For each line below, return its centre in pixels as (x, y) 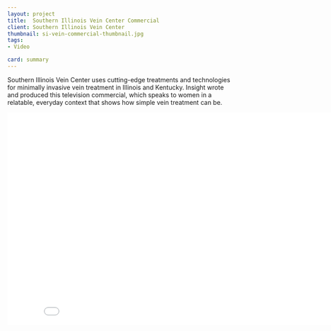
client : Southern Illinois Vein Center (66, 27)
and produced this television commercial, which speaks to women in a (110, 95)
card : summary (28, 60)
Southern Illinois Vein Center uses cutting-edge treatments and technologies (119, 79)
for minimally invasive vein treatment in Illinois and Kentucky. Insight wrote (116, 87)
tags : (15, 40)
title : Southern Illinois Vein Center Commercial (83, 21)
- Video (19, 47)
